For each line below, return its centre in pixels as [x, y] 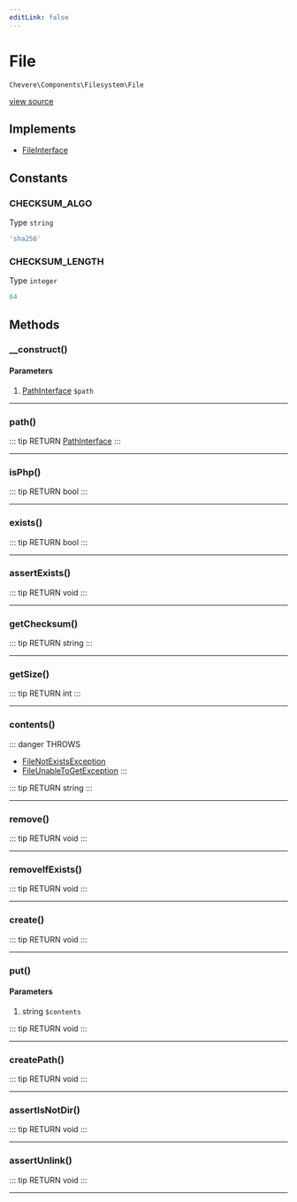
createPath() [37, 1059]
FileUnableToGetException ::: [75, 770]
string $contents [51, 1011]
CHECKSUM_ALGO [51, 203]
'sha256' [25, 239]
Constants [38, 178]
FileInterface [45, 150]
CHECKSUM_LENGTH [57, 261]
